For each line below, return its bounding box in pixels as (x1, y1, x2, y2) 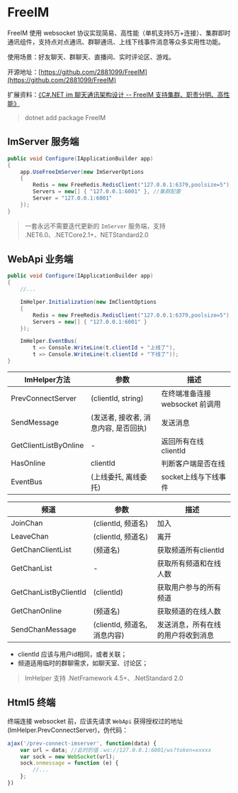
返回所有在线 (161, 436, 204, 446)
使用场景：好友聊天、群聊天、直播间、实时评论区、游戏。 (7, 53, 175, 61)
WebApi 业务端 (7, 253, 74, 266)
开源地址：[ (7, 67, 41, 76)
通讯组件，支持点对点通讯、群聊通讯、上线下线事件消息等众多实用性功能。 (7, 37, 225, 46)
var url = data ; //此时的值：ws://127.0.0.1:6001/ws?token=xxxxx (20, 746, 212, 753)
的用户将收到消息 (157, 630, 215, 640)
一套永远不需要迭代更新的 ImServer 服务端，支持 (24, 222, 166, 230)
